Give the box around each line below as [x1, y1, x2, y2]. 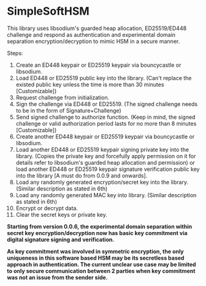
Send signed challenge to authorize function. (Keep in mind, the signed [15, 113, 196, 121]
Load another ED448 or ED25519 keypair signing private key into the [15, 146, 189, 153]
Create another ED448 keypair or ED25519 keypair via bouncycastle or [15, 133, 195, 140]
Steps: [7, 49, 23, 56]
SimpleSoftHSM [7, 4, 90, 18]
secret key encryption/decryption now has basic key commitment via [7, 229, 188, 236]
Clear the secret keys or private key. [15, 211, 108, 218]
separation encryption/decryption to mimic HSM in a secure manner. [7, 37, 180, 45]
